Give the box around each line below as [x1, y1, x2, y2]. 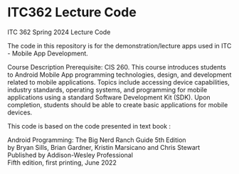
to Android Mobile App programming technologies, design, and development [7, 70, 232, 79]
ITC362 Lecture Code [7, 4, 137, 21]
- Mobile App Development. [7, 49, 89, 58]
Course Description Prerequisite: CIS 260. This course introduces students [7, 62, 226, 71]
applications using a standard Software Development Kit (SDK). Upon [7, 93, 211, 102]
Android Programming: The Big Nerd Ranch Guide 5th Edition [7, 136, 186, 144]
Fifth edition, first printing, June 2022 [7, 158, 117, 167]
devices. [7, 108, 33, 116]
